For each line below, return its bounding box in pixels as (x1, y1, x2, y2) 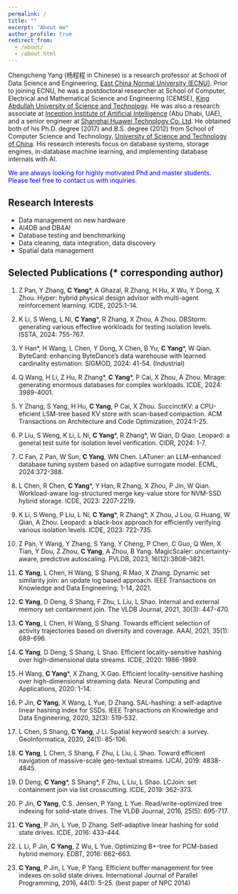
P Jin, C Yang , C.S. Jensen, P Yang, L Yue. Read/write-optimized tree (18, 799, 222, 808)
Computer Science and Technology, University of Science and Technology (8, 131, 227, 140)
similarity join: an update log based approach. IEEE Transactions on (18, 576, 217, 584)
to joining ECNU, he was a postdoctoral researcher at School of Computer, (8, 86, 227, 95)
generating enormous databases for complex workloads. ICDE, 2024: (18, 380, 222, 389)
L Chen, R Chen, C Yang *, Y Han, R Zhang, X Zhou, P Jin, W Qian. (18, 481, 211, 490)
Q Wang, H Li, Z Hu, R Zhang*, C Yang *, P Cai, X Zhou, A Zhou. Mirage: (18, 373, 227, 381)
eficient (18, 409, 41, 418)
